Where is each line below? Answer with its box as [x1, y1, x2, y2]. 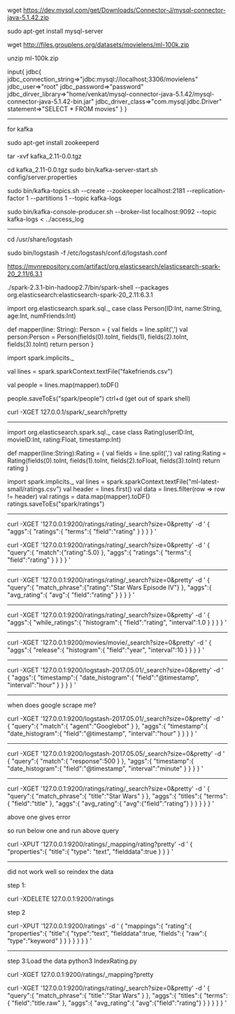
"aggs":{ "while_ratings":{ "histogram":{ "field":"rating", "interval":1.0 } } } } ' [7, 619, 227, 626]
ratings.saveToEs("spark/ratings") [7, 500, 105, 508]
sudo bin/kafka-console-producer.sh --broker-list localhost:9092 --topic [7, 208, 217, 216]
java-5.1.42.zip [7, 13, 49, 22]
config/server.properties [7, 173, 78, 181]
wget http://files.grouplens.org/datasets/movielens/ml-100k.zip [7, 41, 190, 48]
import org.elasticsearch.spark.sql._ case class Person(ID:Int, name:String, [7, 304, 222, 312]
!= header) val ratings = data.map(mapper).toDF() [7, 493, 150, 500]
